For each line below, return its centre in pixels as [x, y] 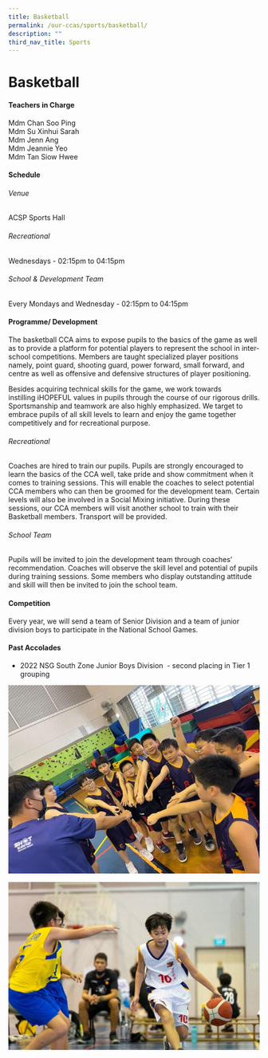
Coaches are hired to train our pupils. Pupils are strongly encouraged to [126, 466]
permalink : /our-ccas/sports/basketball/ [78, 25]
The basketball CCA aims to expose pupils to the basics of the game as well [133, 340]
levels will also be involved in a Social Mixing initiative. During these [119, 500]
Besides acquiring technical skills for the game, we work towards [115, 389]
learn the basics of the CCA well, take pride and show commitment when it [131, 474]
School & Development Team [56, 279]
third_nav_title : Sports [49, 42]
